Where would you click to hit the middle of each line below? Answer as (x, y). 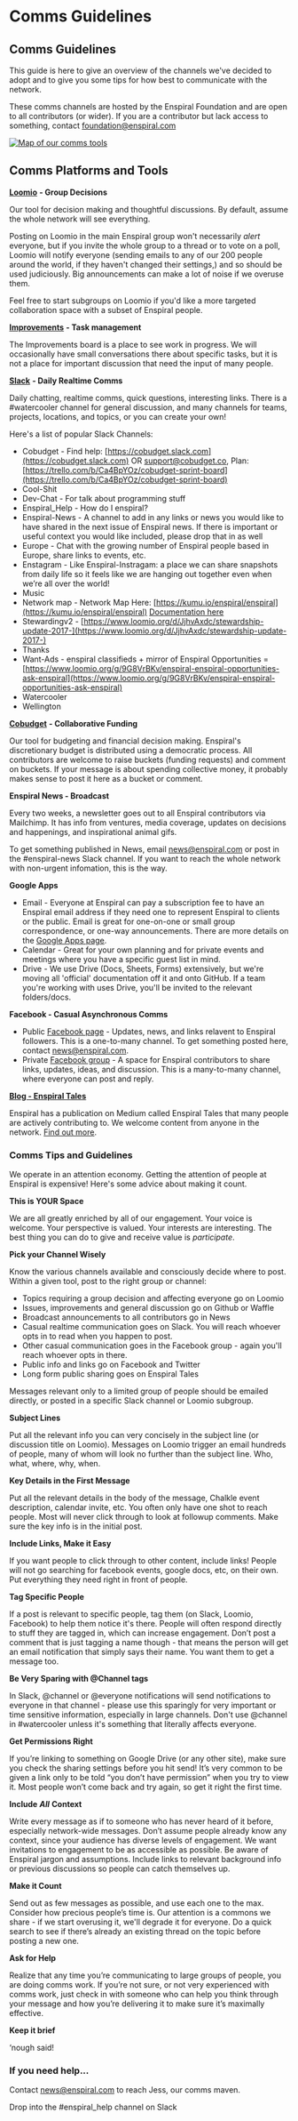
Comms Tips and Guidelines (71, 1155)
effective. (27, 2013)
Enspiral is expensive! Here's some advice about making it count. (128, 1184)
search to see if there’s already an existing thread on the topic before (135, 1932)
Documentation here (187, 612)
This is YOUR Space (47, 1201)
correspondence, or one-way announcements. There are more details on (155, 930)
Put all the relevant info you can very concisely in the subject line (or (134, 1435)
